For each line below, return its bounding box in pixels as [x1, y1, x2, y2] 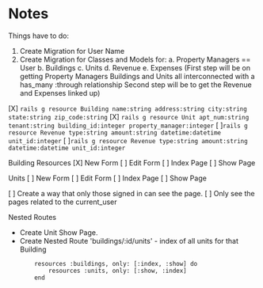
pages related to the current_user [8, 197, 117, 207]
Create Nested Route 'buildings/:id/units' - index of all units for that [19, 236, 239, 245]
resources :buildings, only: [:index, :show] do [34, 260, 198, 267]
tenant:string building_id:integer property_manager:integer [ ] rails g [8, 120, 248, 130]
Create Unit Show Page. [19, 227, 98, 237]
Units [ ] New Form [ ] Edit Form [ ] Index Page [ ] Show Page [8, 173, 208, 183]
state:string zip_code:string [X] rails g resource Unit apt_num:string [8, 112, 250, 121]
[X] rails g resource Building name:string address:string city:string [8, 104, 247, 113]
